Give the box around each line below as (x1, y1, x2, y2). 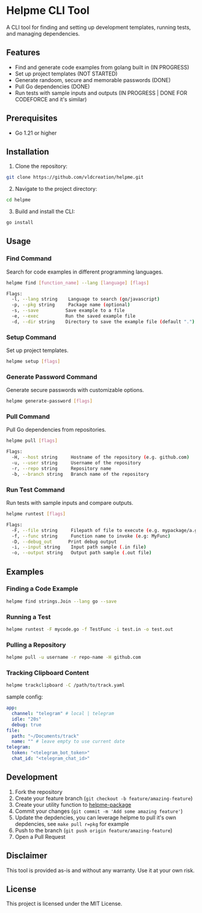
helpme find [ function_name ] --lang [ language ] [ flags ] (6, 280, 149, 286)
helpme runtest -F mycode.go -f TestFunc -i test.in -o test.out (6, 626, 173, 632)
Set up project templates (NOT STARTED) (14, 70, 118, 77)
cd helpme (6, 197, 31, 203)
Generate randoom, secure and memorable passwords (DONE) (14, 76, 171, 83)
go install (6, 220, 34, 226)
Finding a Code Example (6, 585, 79, 593)
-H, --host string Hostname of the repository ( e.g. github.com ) (11, 454, 189, 461)
